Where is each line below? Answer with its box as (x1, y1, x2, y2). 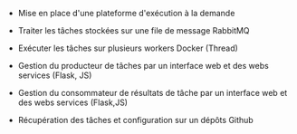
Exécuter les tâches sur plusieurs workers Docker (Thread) (17, 43, 238, 53)
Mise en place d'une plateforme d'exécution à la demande (17, 8, 235, 18)
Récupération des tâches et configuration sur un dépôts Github (17, 115, 254, 125)
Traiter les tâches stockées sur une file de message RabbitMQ (17, 25, 251, 35)
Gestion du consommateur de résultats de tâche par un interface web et (17, 88, 288, 98)
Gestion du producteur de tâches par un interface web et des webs (17, 61, 269, 71)
